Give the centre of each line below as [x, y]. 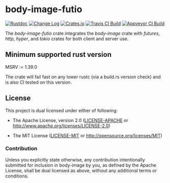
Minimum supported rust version [58, 55]
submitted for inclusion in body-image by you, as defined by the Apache [81, 165]
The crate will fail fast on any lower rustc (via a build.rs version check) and [83, 77]
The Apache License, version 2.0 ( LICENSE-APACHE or [70, 120]
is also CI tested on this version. [39, 82]
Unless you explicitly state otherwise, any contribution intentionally [75, 160]
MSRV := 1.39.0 [21, 67]
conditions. [17, 176]
